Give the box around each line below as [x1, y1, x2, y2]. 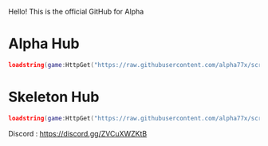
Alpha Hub [8, 35, 80, 53]
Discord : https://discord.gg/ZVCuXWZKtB [8, 128, 148, 138]
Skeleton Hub [8, 88, 100, 106]
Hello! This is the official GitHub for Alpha [8, 7, 144, 16]
